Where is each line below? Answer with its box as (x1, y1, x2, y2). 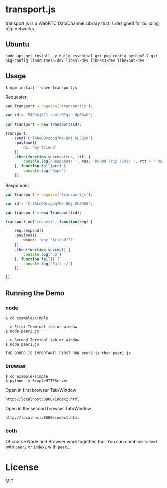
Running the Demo (5, 289, 65, 297)
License (5, 461, 39, 473)
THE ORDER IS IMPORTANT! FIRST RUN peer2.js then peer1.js (5, 350, 131, 356)
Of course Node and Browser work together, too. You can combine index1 (5, 439, 158, 445)
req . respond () (14, 228, 44, 233)
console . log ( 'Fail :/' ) (23, 261, 73, 266)
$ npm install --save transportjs (5, 85, 78, 90)
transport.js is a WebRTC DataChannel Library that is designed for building (5, 20, 159, 26)
